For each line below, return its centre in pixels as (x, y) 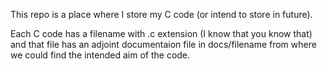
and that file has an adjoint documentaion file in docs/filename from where (163, 44)
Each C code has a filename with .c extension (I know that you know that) (161, 33)
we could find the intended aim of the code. (100, 55)
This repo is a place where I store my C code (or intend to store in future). (161, 14)
